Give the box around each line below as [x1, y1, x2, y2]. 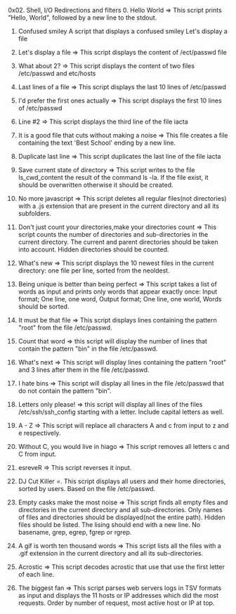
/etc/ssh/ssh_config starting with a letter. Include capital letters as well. [18, 407, 224, 416]
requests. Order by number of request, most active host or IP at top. [18, 599, 215, 607]
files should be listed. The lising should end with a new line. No [18, 521, 201, 529]
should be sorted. [18, 302, 70, 311]
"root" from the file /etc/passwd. [18, 323, 112, 332]
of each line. [18, 570, 55, 578]
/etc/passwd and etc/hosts [18, 70, 96, 77]
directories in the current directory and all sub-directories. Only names [18, 506, 223, 514]
